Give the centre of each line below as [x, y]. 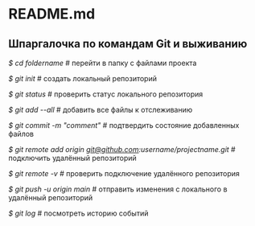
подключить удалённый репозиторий [72, 158]
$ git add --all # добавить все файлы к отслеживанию [101, 110]
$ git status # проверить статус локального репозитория [106, 94]
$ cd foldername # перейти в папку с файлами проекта [103, 63]
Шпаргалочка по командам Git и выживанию [128, 44]
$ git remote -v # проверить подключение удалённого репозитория [124, 173]
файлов [21, 134]
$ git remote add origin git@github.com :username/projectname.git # [122, 149]
